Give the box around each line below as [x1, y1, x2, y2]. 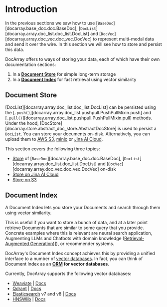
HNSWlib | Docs [12, 296, 46, 302]
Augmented [5, 241, 29, 247]
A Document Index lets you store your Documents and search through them [5, 204, 161, 210]
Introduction [5, 3, 58, 15]
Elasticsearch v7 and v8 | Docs [12, 291, 76, 297]
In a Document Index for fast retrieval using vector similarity [12, 76, 137, 82]
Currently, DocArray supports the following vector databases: [5, 271, 132, 277]
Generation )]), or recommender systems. [30, 241, 115, 247]
